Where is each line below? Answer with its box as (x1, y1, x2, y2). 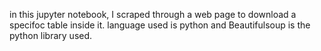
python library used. (9, 30, 93, 41)
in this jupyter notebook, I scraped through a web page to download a (9, 9, 297, 20)
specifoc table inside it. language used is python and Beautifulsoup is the (9, 19, 311, 31)
